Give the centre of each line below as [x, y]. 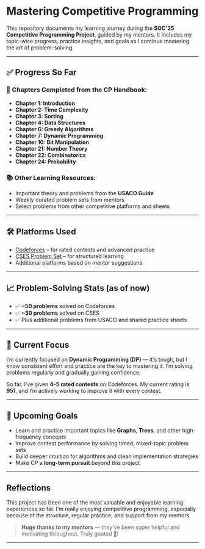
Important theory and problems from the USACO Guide [85, 193]
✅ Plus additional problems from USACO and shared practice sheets [101, 320]
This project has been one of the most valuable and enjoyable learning [95, 502]
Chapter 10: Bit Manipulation [52, 142]
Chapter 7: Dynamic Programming [59, 135]
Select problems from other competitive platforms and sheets [92, 206]
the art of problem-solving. [40, 48]
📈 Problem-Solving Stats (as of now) [78, 288]
